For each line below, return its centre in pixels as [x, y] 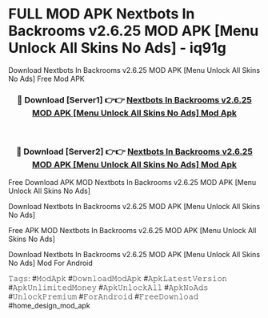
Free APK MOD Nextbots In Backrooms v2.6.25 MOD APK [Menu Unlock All [132, 230]
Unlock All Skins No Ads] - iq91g [117, 48]
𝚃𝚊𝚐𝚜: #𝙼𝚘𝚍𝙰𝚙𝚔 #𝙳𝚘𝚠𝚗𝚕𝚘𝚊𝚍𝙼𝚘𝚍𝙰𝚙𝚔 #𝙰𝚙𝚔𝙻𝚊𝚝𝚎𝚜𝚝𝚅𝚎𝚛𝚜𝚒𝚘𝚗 [118, 278]
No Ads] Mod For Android [51, 263]
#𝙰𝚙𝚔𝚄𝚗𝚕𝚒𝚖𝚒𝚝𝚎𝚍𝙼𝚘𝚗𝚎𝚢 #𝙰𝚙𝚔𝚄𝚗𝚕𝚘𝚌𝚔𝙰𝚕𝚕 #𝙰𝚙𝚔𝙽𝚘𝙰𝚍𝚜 [108, 287]
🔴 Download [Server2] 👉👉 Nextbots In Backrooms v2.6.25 [134, 151]
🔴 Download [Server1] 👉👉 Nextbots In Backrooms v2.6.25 [134, 99]
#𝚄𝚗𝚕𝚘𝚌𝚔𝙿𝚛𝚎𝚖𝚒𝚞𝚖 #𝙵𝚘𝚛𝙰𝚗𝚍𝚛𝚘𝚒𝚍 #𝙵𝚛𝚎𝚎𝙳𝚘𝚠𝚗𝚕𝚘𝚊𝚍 [103, 296]
